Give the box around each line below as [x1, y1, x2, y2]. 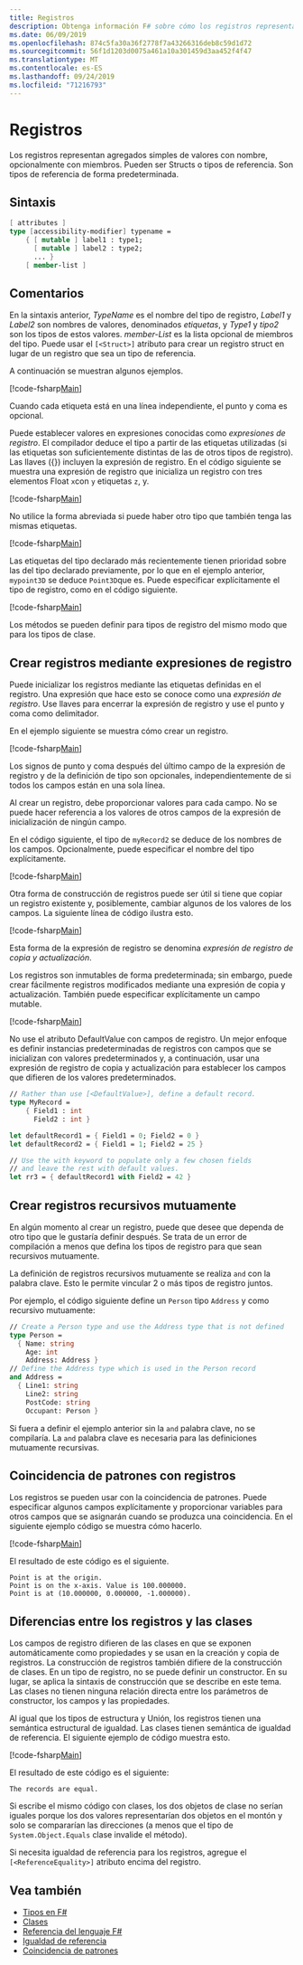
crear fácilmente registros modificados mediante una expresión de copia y [9, 979, 286, 990]
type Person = [9, 1330, 63, 1339]
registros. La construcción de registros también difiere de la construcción [9, 1657, 282, 1668]
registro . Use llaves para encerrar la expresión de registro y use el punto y [9, 698, 285, 710]
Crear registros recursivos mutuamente [9, 1197, 237, 1213]
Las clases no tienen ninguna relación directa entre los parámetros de [9, 1686, 269, 1696]
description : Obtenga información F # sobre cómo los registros [9, 22, 252, 31]
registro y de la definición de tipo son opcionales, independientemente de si [9, 770, 291, 781]
